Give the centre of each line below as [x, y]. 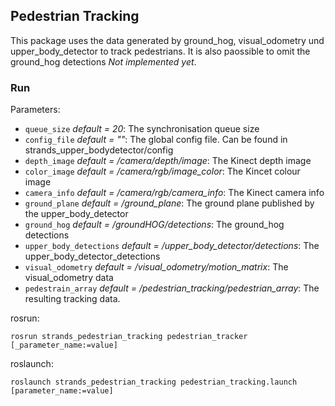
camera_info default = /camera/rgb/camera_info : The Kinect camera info [174, 193]
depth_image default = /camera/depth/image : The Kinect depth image [168, 161]
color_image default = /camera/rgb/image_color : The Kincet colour [162, 171]
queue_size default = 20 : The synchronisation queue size [142, 129]
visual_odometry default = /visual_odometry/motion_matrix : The [156, 267]
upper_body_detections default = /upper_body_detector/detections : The [172, 246]
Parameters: [35, 110]
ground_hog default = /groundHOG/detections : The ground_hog [154, 225]
